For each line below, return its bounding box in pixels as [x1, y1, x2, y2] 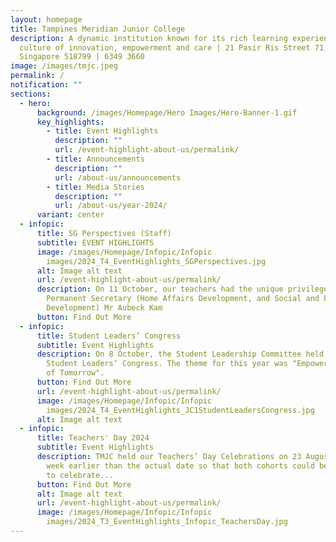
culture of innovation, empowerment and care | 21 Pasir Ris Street [19, 42, 311, 53]
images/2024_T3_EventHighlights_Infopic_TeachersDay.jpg [46, 517, 288, 527]
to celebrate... [46, 470, 114, 480]
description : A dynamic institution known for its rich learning [10, 33, 288, 43]
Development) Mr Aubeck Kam [46, 303, 163, 313]
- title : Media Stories [46, 182, 145, 192]
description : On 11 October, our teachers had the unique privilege [36, 284, 329, 295]
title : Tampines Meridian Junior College [10, 24, 186, 34]
